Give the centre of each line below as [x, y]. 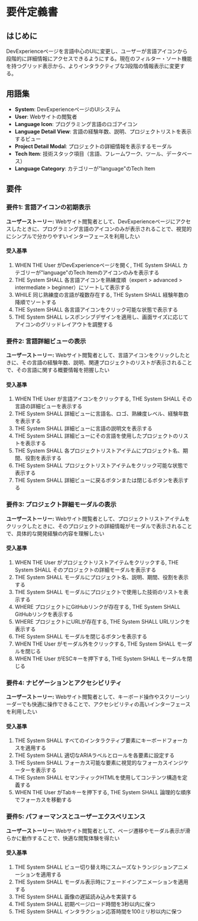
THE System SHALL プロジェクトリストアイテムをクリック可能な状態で [101, 466]
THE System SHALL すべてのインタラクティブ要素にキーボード [91, 740]
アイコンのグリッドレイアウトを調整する [64, 324]
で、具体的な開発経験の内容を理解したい [55, 533]
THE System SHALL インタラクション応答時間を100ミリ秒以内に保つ [98, 911]
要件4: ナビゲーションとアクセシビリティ [64, 683]
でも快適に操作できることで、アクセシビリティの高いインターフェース [106, 704]
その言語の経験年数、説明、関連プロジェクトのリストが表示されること [107, 362]
